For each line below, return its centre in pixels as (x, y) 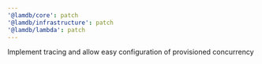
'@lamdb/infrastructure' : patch (60, 23)
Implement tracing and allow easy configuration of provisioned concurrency (131, 52)
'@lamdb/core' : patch (43, 15)
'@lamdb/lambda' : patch (47, 30)
